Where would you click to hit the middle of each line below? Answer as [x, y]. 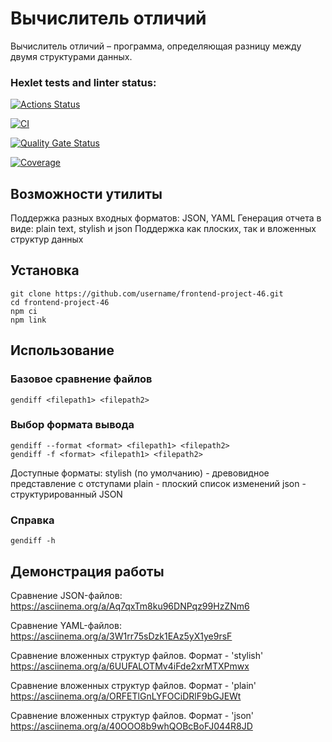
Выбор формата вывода [72, 425]
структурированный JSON [66, 494]
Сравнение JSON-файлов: [66, 595]
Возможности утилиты [86, 193]
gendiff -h [33, 541]
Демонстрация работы [87, 571]
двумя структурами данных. [71, 56]
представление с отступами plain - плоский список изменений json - [158, 483]
